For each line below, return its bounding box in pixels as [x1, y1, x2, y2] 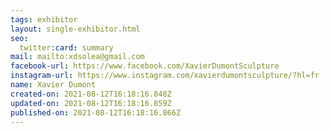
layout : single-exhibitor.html [10, 24, 141, 34]
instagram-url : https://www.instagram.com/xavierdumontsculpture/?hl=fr [10, 71, 320, 81]
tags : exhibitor [10, 14, 78, 25]
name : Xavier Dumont [10, 80, 97, 90]
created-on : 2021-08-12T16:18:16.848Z [10, 89, 172, 99]
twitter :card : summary [19, 42, 114, 53]
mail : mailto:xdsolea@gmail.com [10, 52, 145, 62]
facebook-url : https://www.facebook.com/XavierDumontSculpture [10, 61, 280, 71]
